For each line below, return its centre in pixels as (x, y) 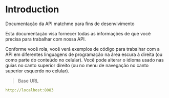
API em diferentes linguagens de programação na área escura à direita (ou (84, 54)
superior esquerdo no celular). (37, 71)
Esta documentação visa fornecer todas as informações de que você (78, 33)
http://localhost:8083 (29, 90)
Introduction (32, 9)
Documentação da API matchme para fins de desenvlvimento (70, 24)
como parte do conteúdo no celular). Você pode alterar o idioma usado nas (84, 60)
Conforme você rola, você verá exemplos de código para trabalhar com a (82, 49)
